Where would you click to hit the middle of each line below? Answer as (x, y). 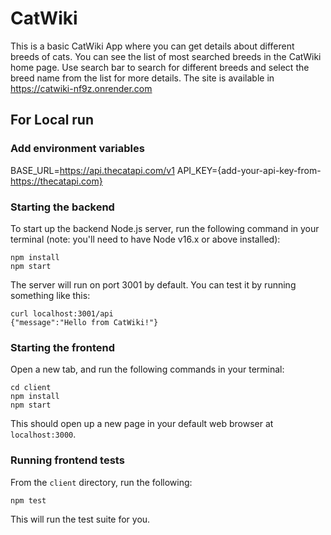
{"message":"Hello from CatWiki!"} (84, 322)
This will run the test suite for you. (80, 519)
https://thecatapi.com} (56, 181)
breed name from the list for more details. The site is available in (142, 78)
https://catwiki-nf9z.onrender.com (81, 88)
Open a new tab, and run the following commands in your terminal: (147, 369)
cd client (31, 388)
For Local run (52, 120)
